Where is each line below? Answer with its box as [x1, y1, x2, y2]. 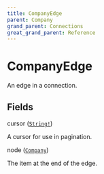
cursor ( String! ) [7, 119, 53, 127]
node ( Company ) [7, 146, 49, 154]
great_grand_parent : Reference [7, 29, 96, 36]
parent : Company [7, 16, 53, 23]
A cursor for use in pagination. [7, 133, 92, 140]
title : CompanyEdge [7, 10, 63, 17]
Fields [7, 101, 34, 113]
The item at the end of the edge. [7, 159, 97, 167]
